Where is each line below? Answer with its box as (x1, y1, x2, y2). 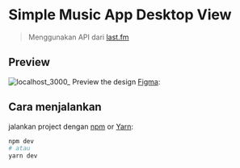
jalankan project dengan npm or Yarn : (8, 121, 134, 131)
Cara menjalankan (8, 100, 103, 114)
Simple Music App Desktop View (8, 6, 232, 24)
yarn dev (8, 152, 38, 160)
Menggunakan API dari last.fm (27, 32, 129, 42)
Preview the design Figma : (72, 76, 161, 86)
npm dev (8, 137, 35, 145)
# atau (8, 145, 31, 153)
